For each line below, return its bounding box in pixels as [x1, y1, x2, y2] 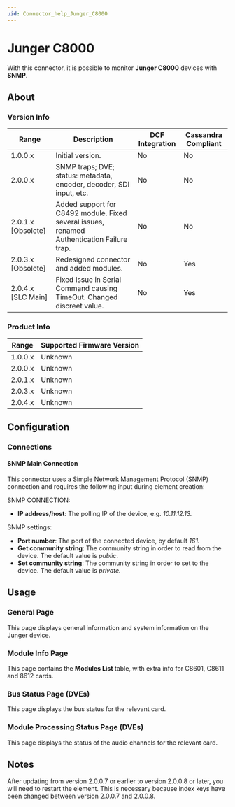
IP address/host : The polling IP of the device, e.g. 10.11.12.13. [17, 510, 192, 518]
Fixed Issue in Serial [55, 275, 122, 285]
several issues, [55, 217, 105, 227]
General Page [7, 608, 55, 617]
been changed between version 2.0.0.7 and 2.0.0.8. [7, 792, 156, 801]
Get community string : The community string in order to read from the [17, 544, 222, 552]
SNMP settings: [7, 523, 52, 531]
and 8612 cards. [7, 672, 54, 680]
